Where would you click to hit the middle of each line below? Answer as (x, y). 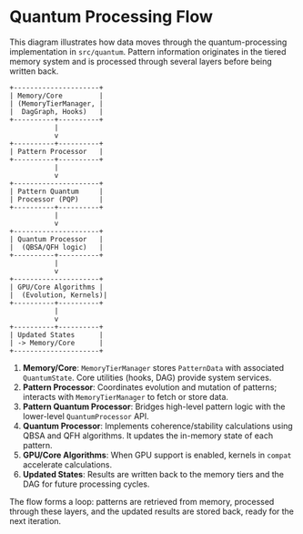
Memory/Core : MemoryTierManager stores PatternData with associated (153, 367)
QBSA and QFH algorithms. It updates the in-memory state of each (148, 436)
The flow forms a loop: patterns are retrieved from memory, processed (142, 501)
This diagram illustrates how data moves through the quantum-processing (148, 42)
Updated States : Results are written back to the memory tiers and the (153, 474)
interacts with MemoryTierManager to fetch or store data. (126, 396)
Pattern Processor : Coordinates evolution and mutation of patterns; (150, 387)
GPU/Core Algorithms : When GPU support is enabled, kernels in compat (157, 455)
